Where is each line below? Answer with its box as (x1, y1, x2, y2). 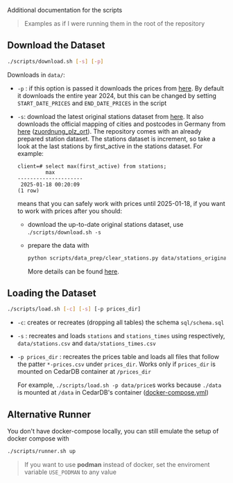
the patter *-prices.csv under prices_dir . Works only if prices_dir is (17, 360, 216, 368)
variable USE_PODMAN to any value (24, 468, 116, 476)
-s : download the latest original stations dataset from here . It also (17, 112, 205, 120)
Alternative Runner (7, 409, 92, 420)
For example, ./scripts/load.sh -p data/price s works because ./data (17, 381, 222, 389)
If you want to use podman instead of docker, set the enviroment (24, 460, 210, 468)
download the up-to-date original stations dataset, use (27, 220, 184, 228)
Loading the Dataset (7, 287, 96, 299)
